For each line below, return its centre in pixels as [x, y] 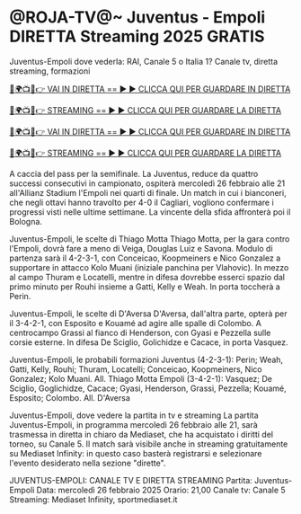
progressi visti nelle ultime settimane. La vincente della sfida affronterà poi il [150, 212]
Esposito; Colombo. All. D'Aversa [70, 397]
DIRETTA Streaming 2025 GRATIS [137, 36]
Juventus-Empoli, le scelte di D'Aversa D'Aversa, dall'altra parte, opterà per [148, 314]
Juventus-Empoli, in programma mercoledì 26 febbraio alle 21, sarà [133, 424]
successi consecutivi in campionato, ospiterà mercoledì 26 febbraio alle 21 [147, 183]
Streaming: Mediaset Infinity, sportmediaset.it [93, 499]
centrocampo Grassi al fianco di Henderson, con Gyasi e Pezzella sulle [140, 332]
